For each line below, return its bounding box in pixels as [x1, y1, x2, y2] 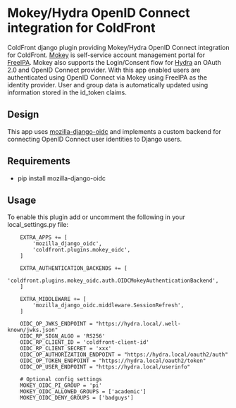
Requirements [7, 155, 70, 167]
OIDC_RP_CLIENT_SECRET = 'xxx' [20, 345, 112, 352]
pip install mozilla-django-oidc [17, 174, 106, 183]
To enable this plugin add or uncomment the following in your [7, 213, 185, 221]
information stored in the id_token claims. [7, 88, 127, 97]
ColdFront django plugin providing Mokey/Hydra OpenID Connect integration [7, 43, 230, 51]
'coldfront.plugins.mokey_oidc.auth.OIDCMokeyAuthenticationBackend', [7, 277, 219, 285]
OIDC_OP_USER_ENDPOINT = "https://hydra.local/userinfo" [20, 364, 191, 371]
